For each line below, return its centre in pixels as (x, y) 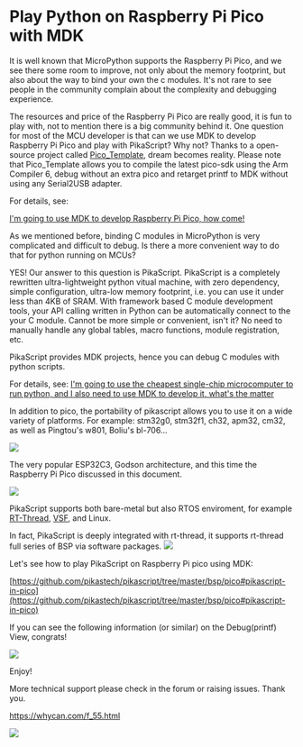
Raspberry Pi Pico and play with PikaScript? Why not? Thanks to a (132, 145)
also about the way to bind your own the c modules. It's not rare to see (141, 79)
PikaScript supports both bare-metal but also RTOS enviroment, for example (151, 508)
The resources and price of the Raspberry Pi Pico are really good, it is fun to (151, 116)
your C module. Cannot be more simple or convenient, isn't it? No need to (146, 320)
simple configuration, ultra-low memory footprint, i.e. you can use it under (147, 291)
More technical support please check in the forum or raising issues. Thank (147, 688)
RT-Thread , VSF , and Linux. (60, 518)
